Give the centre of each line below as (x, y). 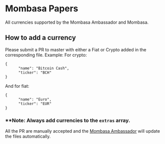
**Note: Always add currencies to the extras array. (68, 120)
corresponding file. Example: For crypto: (46, 55)
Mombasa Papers (42, 9)
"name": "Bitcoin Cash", (44, 68)
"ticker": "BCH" (35, 72)
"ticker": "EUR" (35, 104)
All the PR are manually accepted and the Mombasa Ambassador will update (82, 131)
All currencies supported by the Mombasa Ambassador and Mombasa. (77, 22)
